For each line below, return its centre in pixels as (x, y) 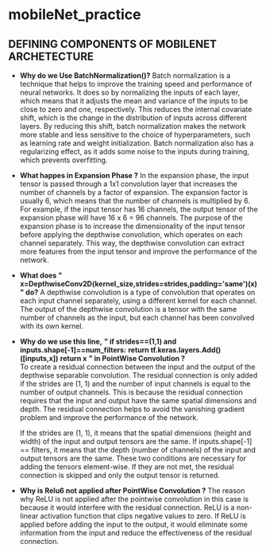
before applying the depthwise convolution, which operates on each (131, 235)
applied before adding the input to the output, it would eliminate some (134, 524)
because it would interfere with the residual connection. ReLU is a (127, 507)
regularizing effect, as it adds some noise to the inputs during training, (135, 152)
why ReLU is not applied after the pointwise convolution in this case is (134, 499)
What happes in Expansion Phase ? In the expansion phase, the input (134, 175)
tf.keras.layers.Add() (186, 350)
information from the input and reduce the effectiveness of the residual (136, 533)
